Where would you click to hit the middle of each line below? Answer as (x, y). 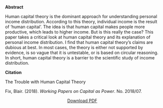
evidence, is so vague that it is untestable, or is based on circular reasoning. (82, 53)
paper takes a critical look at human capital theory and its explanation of (78, 37)
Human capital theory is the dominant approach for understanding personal (81, 16)
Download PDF (82, 101)
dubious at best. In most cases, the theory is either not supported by (74, 47)
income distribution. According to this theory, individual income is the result (81, 22)
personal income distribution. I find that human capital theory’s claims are (79, 42)
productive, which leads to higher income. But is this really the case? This (79, 32)
